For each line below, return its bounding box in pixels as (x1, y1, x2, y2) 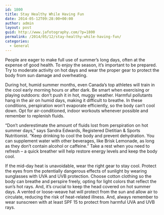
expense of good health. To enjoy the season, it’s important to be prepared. (5, 62, 157, 68)
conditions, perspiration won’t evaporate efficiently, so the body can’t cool (5, 102, 155, 108)
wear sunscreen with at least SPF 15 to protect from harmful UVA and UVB (5, 199, 155, 205)
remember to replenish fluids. (5, 113, 65, 118)
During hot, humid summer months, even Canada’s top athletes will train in (5, 81, 155, 88)
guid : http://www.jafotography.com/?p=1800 (5, 30, 95, 35)
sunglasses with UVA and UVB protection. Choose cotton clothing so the (5, 173, 152, 179)
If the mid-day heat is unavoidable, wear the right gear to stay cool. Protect (5, 163, 157, 169)
